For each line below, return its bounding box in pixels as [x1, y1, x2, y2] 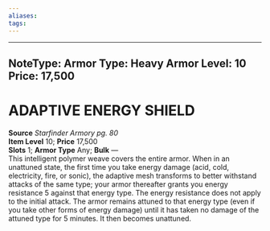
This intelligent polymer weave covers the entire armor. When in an [8, 154, 231, 163]
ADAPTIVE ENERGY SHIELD [8, 101, 195, 120]
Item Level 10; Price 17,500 [8, 136, 98, 146]
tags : [8, 19, 27, 27]
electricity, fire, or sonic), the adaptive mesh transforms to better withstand [8, 171, 257, 180]
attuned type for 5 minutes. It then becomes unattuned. [8, 213, 191, 223]
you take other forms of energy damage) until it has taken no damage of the [8, 204, 260, 214]
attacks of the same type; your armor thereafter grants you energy [8, 179, 229, 189]
